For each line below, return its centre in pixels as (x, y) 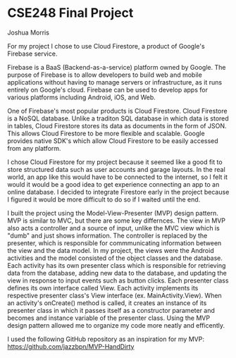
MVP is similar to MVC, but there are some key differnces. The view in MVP (116, 221)
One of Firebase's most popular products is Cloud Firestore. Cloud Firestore (117, 111)
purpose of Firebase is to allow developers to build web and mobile (105, 75)
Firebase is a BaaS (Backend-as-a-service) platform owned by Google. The (117, 67)
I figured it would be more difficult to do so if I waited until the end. (104, 199)
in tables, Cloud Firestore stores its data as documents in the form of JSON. (117, 125)
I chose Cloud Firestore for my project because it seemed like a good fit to (115, 162)
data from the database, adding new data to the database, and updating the (117, 273)
